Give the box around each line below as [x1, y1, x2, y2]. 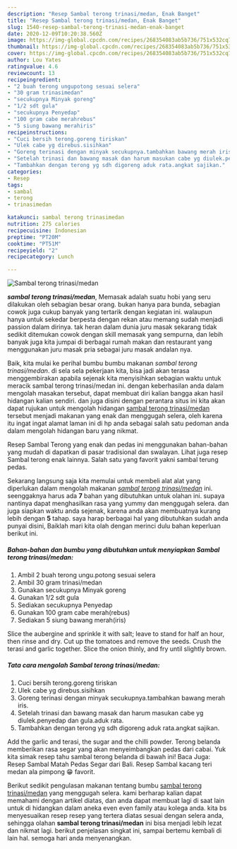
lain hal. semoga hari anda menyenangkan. [7, 834, 132, 843]
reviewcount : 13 [7, 69, 55, 76]
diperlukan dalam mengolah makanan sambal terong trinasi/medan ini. [7, 484, 213, 492]
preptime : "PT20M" [7, 233, 61, 241]
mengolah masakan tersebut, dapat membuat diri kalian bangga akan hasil [7, 389, 224, 398]
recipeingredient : [7, 76, 61, 83]
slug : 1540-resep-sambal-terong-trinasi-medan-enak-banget [7, 23, 185, 30]
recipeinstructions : [7, 129, 68, 136]
